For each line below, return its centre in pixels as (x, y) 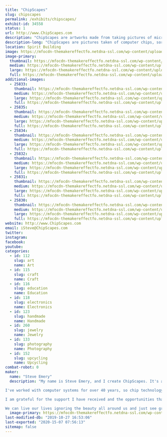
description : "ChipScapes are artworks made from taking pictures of (79, 38)
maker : (12, 372)
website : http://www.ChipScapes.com (43, 223)
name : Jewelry (29, 335)
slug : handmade (30, 316)
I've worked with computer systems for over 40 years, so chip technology (84, 390)
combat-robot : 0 (22, 368)
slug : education (31, 288)
